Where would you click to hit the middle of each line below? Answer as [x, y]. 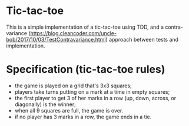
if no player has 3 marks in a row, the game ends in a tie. [83, 117]
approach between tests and [143, 39]
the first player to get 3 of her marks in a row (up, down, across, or [95, 98]
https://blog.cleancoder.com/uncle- [73, 33]
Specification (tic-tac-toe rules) [86, 69]
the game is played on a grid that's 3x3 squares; [73, 86]
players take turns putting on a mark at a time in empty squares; [92, 91]
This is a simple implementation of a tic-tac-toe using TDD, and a [85, 27]
